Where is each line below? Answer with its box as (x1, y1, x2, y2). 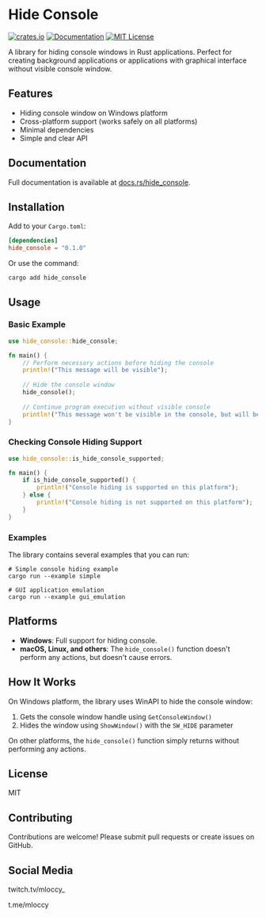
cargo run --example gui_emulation (8, 593, 126, 601)
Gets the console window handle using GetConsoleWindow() (19, 712, 212, 721)
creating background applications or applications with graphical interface (8, 56, 247, 65)
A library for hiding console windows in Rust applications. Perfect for (8, 47, 232, 56)
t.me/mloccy (8, 900, 49, 910)
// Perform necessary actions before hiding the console (22, 359, 215, 366)
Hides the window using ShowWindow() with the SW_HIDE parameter (19, 720, 234, 730)
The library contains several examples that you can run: (8, 550, 190, 560)
